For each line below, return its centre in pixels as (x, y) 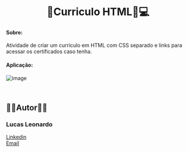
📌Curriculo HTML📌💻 (98, 12)
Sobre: (14, 32)
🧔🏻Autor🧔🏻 (27, 107)
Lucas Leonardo (29, 124)
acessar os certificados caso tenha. (49, 51)
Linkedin (16, 137)
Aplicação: (20, 65)
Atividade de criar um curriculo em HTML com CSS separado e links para (94, 46)
